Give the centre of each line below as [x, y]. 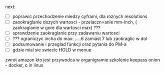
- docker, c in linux [24, 65]
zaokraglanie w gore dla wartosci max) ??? [56, 28]
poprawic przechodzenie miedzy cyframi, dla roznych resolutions [80, 16]
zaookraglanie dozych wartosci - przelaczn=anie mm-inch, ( [75, 22]
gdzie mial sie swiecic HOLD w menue [52, 50]
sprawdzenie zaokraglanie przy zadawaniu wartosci [66, 33]
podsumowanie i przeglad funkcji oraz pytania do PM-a [69, 44]
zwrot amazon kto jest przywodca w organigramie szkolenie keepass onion [83, 60]
